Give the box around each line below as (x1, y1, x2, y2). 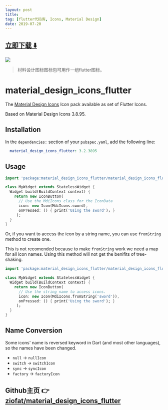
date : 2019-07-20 (5, 21, 41, 27)
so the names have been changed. (5, 345, 76, 351)
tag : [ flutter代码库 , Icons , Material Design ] (5, 17, 101, 22)
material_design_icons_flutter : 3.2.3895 (9, 148, 97, 153)
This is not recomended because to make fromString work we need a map (5, 246, 158, 252)
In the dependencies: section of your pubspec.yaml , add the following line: (5, 139, 155, 145)
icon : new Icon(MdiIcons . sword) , (18, 203, 88, 208)
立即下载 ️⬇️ (5, 41, 37, 50)
